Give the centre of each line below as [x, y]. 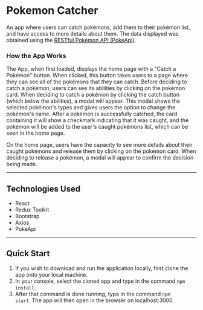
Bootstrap [27, 216]
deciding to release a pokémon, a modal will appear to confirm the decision [100, 158]
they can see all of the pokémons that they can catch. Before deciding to [97, 82]
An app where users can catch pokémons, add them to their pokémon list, [98, 27]
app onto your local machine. [51, 274]
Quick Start [28, 253]
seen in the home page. [36, 133]
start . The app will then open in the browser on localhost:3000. [94, 300]
